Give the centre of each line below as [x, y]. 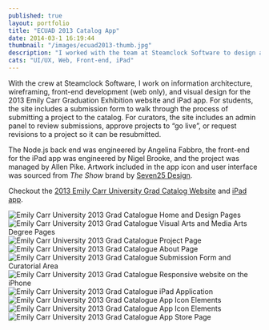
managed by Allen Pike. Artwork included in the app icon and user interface [133, 167]
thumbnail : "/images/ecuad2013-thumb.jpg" [80, 46]
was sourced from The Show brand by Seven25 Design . [100, 175]
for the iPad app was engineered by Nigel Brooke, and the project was [124, 158]
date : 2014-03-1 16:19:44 [51, 38]
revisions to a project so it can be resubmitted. [85, 134]
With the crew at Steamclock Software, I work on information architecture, [130, 83]
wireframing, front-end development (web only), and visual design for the [129, 91]
